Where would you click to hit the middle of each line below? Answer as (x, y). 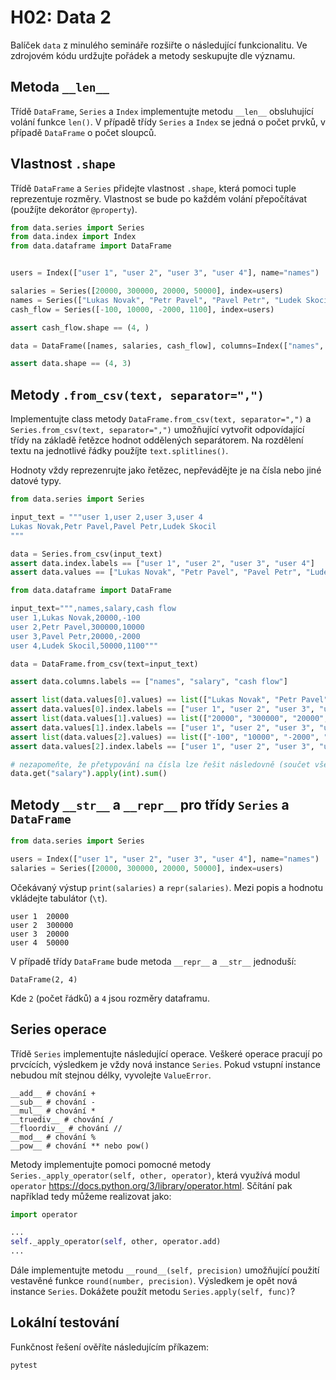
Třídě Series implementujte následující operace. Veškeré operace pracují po (166, 1053)
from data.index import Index (73, 237)
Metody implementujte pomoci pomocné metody (111, 1164)
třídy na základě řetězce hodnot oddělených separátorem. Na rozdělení (157, 440)
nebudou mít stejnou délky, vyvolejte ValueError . (111, 1075)
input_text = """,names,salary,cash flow (93, 609)
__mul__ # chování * (53, 1111)
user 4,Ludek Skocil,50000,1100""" (84, 646)
